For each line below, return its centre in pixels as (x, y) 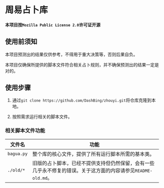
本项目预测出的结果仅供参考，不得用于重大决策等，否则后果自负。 (71, 54)
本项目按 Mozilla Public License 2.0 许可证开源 (53, 24)
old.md (40, 178)
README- (144, 171)
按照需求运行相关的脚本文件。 (42, 117)
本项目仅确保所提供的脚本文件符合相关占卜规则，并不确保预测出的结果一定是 (82, 64)
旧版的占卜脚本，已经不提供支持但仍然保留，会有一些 (93, 163)
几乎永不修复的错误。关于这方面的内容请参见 (84, 170)
